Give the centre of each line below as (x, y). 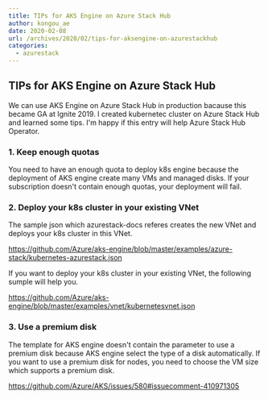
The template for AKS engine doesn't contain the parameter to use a (122, 344)
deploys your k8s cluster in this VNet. (70, 234)
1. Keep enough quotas (54, 152)
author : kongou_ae (39, 23)
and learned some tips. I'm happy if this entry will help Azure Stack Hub (127, 123)
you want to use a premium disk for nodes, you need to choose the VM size (134, 362)
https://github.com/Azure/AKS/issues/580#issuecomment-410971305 (124, 386)
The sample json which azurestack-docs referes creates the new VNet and (132, 225)
